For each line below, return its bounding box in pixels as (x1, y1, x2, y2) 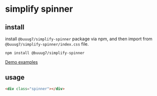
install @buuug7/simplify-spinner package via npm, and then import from (5, 36, 153, 42)
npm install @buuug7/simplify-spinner (5, 50, 85, 55)
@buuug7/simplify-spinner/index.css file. (5, 41, 89, 47)
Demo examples (5, 59, 38, 65)
